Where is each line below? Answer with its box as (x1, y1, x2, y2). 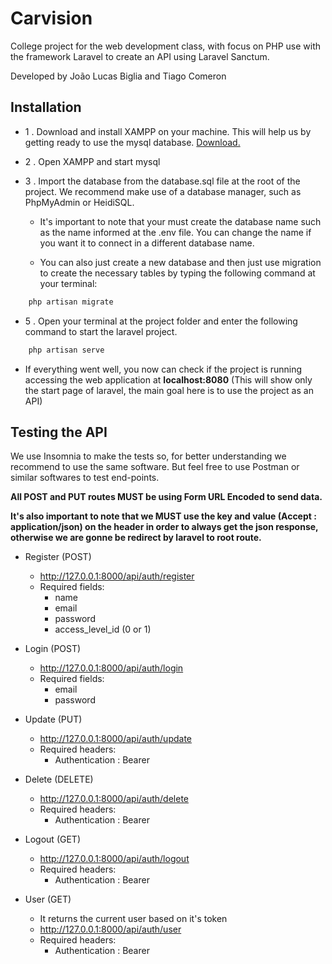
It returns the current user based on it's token (39, 913, 228, 925)
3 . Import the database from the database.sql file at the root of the (24, 175, 301, 187)
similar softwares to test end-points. (10, 472, 160, 484)
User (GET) (24, 893, 72, 906)
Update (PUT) (24, 713, 83, 726)
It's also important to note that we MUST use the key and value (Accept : (10, 510, 317, 522)
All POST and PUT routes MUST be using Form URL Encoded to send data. (10, 491, 323, 503)
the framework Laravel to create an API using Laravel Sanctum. (10, 50, 270, 62)
